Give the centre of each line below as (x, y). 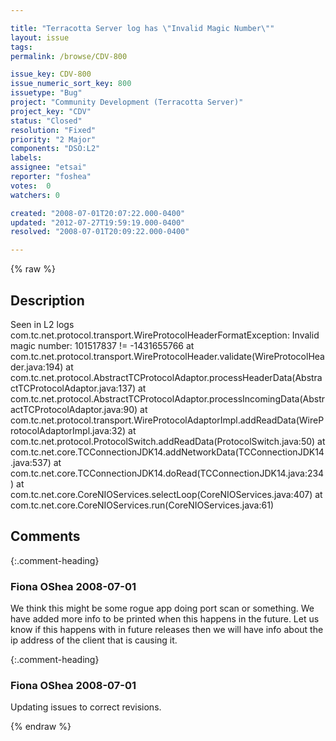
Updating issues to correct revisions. (86, 707)
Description (47, 300)
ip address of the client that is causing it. (94, 640)
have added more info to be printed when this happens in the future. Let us (165, 619)
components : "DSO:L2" (55, 149)
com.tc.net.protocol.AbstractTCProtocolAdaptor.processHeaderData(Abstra (166, 377)
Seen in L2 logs (42, 324)
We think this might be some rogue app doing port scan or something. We (162, 608)
